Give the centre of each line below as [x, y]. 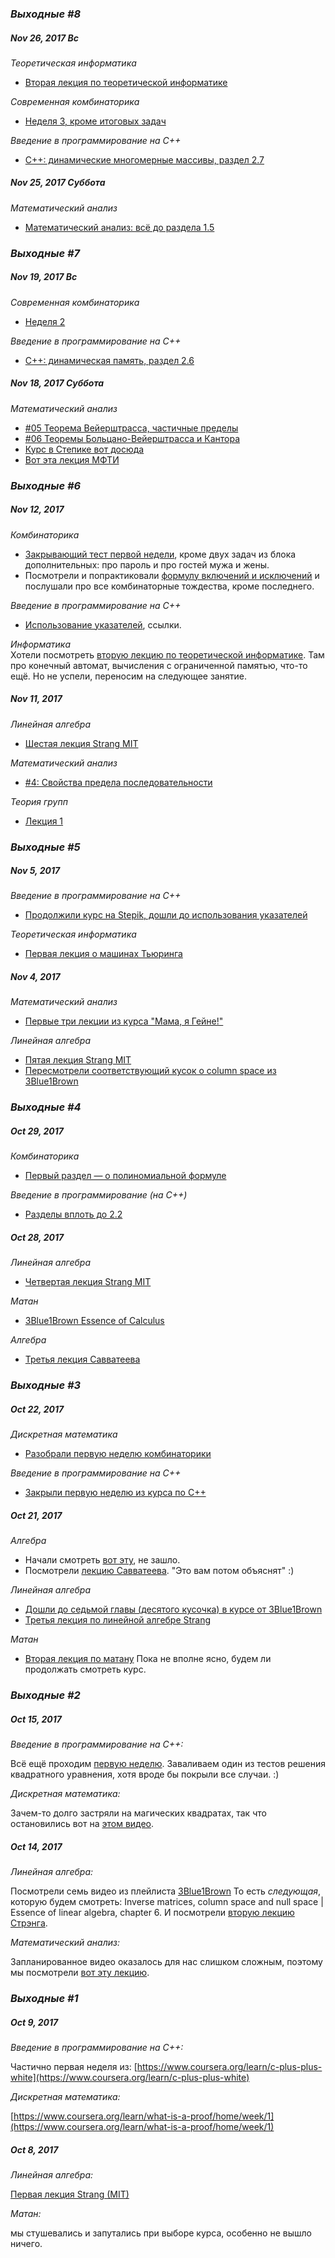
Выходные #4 [46, 1107]
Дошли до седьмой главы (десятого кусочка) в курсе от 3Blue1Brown [173, 1609]
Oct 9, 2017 [34, 2022]
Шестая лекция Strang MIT [81, 743]
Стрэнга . [29, 1923]
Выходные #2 [45, 1695]
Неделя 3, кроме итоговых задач [95, 121]
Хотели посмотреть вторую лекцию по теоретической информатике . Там [167, 654]
